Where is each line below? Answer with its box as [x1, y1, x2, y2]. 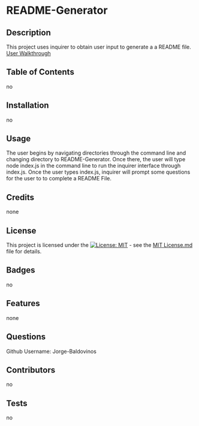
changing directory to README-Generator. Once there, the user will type [6, 156, 186, 163]
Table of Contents [6, 67, 75, 77]
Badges [6, 265, 35, 276]
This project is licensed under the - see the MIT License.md [6, 241, 193, 249]
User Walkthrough [6, 50, 51, 57]
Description [6, 28, 51, 38]
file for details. [6, 248, 42, 255]
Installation [6, 100, 49, 111]
